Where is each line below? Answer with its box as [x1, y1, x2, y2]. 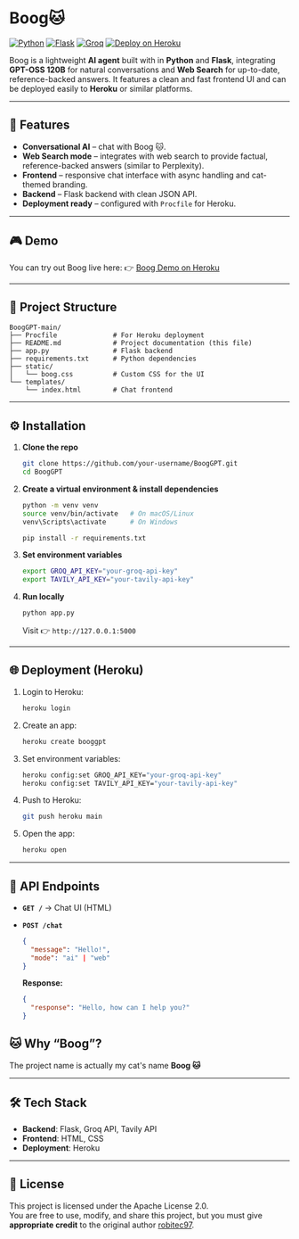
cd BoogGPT [21, 467, 63, 476]
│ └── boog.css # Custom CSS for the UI [9, 370, 205, 379]
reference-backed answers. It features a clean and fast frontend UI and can [9, 73, 287, 84]
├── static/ [9, 362, 53, 371]
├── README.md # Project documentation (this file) [9, 339, 253, 348]
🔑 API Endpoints [9, 879, 101, 894]
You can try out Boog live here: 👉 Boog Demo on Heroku [9, 262, 220, 273]
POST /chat [21, 921, 63, 930]
